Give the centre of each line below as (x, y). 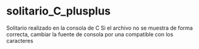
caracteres (20, 41)
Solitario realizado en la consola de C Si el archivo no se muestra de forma (100, 28)
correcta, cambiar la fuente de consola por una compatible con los (90, 34)
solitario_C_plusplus (58, 11)
